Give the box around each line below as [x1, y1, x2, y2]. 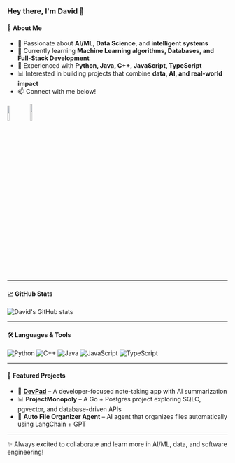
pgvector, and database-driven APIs [17, 405, 122, 413]
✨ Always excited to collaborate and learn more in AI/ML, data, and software [7, 440, 227, 448]
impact [17, 80, 38, 88]
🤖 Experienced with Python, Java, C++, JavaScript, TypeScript [17, 62, 202, 70]
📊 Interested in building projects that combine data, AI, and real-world [17, 69, 222, 78]
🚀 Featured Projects [7, 371, 66, 380]
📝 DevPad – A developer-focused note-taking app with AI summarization [17, 387, 227, 395]
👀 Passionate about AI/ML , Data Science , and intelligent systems [17, 39, 208, 48]
